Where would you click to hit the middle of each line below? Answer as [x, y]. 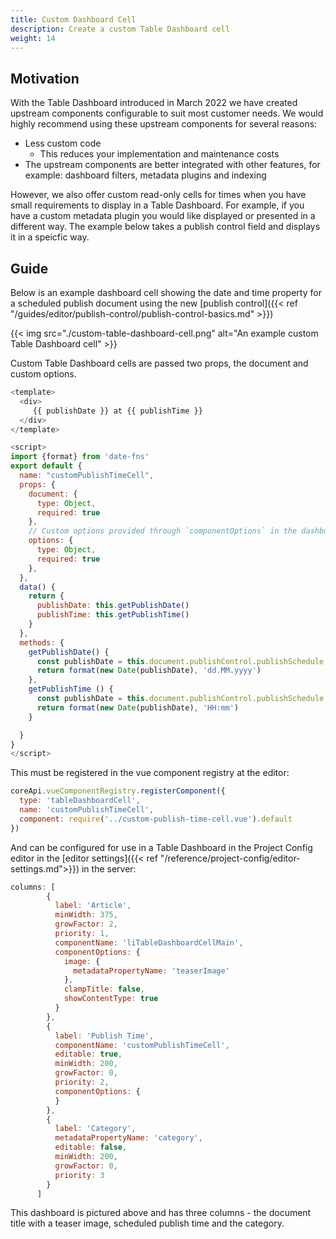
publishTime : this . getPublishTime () [113, 615]
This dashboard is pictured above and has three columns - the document [161, 1213]
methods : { [42, 642]
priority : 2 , [82, 1082]
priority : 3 [79, 1175]
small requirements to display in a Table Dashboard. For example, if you [157, 205]
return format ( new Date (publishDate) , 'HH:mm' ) [138, 707]
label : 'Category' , [95, 1129]
